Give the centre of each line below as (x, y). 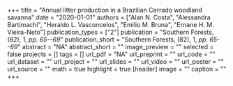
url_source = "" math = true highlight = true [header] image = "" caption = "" (117, 69)
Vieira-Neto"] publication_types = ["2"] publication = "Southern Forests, (111, 32)
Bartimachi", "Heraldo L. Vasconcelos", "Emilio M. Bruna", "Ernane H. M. (111, 25)
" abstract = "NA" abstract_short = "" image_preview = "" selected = (115, 47)
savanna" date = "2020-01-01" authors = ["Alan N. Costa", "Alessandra (109, 17)
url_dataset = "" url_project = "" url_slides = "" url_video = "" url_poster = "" (116, 61)
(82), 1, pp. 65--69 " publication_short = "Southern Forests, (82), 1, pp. (107, 40)
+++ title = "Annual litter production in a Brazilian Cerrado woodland (105, 10)
